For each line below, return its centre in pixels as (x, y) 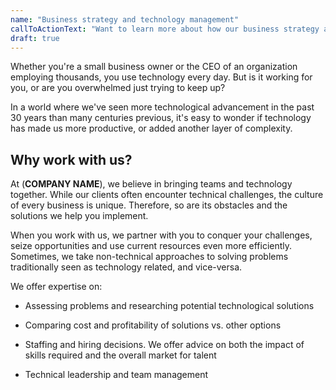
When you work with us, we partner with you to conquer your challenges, (161, 235)
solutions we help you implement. (79, 216)
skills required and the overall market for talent (120, 355)
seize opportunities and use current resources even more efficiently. (151, 246)
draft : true (35, 38)
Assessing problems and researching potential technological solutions (169, 306)
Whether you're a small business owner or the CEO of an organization (154, 67)
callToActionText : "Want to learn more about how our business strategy (165, 29)
